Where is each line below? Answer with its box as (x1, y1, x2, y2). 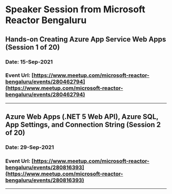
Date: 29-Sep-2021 (5, 144, 54, 151)
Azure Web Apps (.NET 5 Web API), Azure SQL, (5, 113, 159, 121)
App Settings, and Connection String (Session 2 (5, 120, 161, 129)
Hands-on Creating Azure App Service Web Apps (5, 35, 166, 44)
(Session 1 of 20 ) (5, 42, 60, 52)
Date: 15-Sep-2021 (5, 58, 53, 65)
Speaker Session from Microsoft (5, 4, 146, 15)
